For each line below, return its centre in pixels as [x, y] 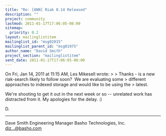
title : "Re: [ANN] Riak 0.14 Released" [46, 10]
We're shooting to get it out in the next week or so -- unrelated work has [79, 94]
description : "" [22, 14]
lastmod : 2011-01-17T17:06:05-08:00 [43, 23]
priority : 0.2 [24, 33]
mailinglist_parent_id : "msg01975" [42, 46]
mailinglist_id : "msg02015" [34, 42]
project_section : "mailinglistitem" [43, 55]
